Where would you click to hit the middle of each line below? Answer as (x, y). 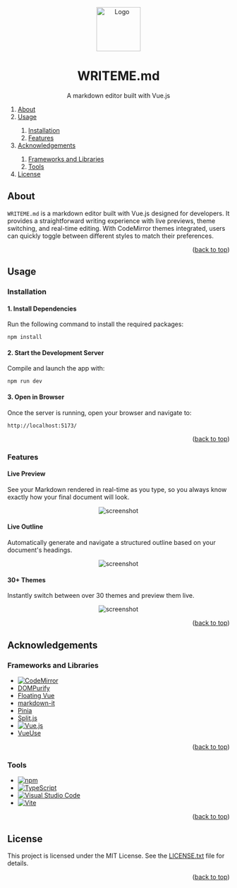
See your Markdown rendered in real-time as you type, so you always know (117, 489)
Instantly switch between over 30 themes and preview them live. (101, 596)
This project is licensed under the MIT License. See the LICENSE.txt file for (116, 856)
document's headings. (40, 550)
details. (18, 863)
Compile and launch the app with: (56, 368)
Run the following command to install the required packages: (96, 324)
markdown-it (36, 703)
